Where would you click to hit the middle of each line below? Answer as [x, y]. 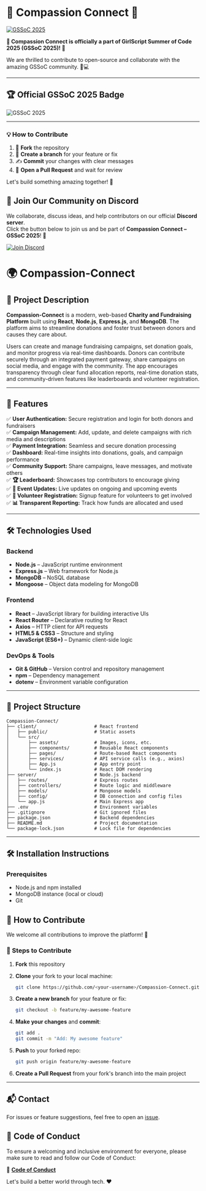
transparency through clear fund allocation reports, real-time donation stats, [103, 372]
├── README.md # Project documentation [82, 823]
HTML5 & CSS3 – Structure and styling [64, 633]
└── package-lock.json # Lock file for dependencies [89, 828]
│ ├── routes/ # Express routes [72, 780]
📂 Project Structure [44, 707]
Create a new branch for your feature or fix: [71, 999]
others [15, 472]
